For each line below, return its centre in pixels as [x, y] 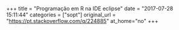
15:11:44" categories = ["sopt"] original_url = [61, 15]
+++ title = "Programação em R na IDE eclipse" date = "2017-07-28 [90, 9]
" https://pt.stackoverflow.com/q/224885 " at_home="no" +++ [82, 21]
